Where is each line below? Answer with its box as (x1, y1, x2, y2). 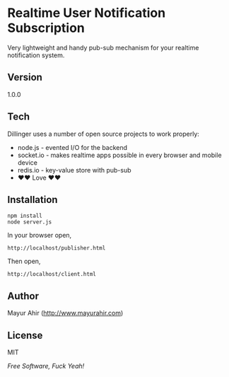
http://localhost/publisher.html (7, 245, 106, 252)
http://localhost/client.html (7, 271, 97, 278)
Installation (7, 193, 58, 206)
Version (7, 71, 42, 83)
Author (7, 290, 39, 302)
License (7, 329, 43, 341)
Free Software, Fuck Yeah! (7, 362, 85, 370)
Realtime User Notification (7, 5, 166, 21)
